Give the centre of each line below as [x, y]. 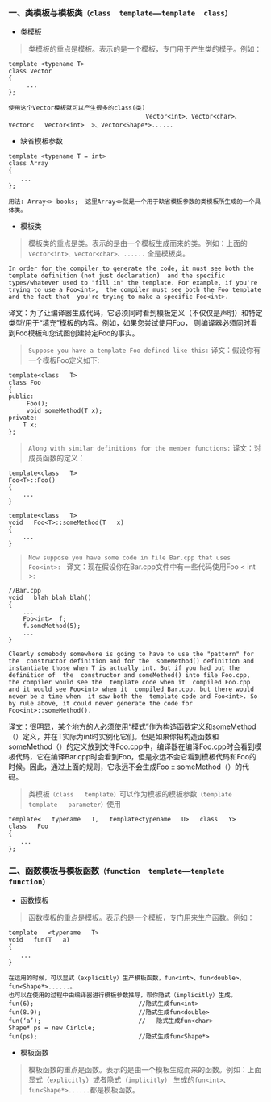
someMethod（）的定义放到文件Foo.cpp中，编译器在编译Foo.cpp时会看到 [132, 746]
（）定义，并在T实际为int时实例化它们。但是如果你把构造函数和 [114, 737]
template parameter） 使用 [74, 805]
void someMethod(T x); [65, 411]
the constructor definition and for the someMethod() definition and [131, 661]
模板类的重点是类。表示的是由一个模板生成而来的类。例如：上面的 [138, 243]
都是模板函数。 [115, 1089]
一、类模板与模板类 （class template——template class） [120, 12]
